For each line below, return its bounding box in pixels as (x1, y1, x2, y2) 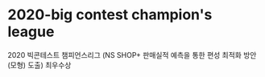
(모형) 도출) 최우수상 (7, 60, 72, 70)
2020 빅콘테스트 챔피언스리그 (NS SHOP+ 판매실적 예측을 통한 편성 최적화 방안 (7, 50, 257, 59)
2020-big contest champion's (7, 6, 213, 24)
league (7, 22, 55, 41)
